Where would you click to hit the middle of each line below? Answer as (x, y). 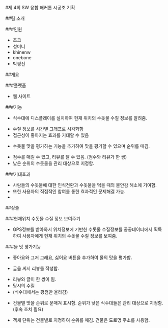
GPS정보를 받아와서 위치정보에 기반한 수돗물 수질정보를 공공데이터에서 (82, 229)
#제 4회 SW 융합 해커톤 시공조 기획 (40, 7)
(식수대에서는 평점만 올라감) (40, 292)
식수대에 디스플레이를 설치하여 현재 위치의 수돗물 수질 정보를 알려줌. (80, 118)
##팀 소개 (15, 18)
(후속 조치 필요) (28, 309)
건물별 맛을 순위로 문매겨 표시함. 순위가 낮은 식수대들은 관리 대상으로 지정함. (88, 303)
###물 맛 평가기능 (23, 247)
